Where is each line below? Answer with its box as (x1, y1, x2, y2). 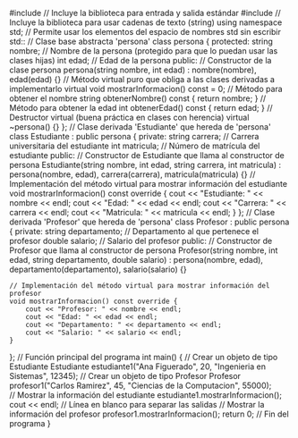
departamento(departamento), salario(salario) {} (9, 264, 187, 274)
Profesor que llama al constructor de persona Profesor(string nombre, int (9, 245, 278, 256)
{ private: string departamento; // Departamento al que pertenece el (9, 226, 260, 236)
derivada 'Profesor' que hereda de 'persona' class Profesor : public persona (9, 216, 290, 227)
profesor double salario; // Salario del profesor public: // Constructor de (9, 236, 273, 246)
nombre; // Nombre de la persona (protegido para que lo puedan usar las (9, 46, 278, 56)
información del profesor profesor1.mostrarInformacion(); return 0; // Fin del (9, 409, 289, 419)
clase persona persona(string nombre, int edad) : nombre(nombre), (9, 64, 257, 75)
